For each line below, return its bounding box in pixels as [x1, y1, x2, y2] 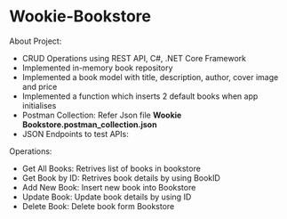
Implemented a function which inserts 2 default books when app [21, 91, 259, 101]
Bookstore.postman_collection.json [21, 118, 157, 130]
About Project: [9, 36, 62, 46]
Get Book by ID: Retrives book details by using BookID [21, 172, 220, 183]
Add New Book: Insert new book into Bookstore [21, 182, 196, 192]
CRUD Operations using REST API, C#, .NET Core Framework [21, 53, 247, 63]
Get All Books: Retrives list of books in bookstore [21, 163, 202, 174]
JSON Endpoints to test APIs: [21, 128, 129, 139]
